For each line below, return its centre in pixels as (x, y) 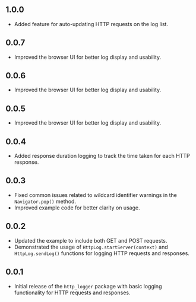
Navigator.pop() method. (45, 201)
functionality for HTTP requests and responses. (72, 293)
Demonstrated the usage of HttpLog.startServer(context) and (91, 247)
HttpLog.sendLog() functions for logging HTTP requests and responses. (102, 253)
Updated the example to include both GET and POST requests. (91, 240)
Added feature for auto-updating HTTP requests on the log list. (91, 24)
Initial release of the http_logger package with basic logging (88, 286)
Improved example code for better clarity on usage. (77, 208)
